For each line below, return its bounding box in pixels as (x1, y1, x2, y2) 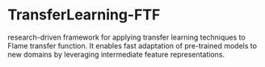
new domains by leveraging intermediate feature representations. (7, 49, 225, 59)
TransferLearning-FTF (7, 6, 161, 24)
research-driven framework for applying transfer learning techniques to (7, 32, 246, 42)
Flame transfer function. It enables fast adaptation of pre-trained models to (7, 40, 258, 50)
